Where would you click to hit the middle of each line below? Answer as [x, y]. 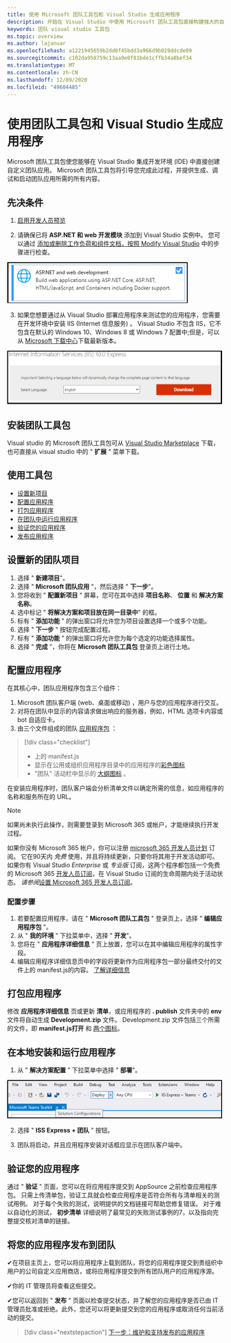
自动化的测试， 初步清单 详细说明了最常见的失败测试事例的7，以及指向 [113, 1212]
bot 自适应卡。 [38, 720]
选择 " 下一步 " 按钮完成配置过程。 [66, 629]
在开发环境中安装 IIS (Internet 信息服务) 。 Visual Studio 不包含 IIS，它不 [119, 324]
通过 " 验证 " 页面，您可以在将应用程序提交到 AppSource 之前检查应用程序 [112, 1187]
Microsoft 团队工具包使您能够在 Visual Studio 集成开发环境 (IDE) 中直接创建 [113, 162]
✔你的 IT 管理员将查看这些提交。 [53, 1285]
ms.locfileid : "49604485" [44, 87]
